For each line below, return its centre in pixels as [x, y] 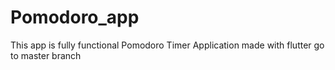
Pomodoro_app [75, 17]
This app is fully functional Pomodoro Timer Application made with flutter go [167, 45]
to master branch [46, 55]
